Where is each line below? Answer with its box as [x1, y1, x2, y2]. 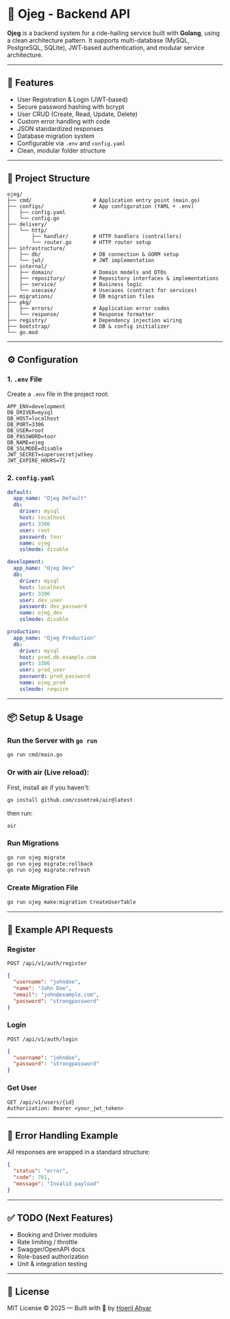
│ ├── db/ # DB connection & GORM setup [7, 250, 179, 258]
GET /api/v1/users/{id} [7, 1099, 75, 1106]
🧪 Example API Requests [7, 924, 114, 936]
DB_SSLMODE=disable [7, 445, 63, 452]
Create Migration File [7, 883, 79, 892]
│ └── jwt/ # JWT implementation [7, 257, 155, 263]
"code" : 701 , [13, 1174, 51, 1181]
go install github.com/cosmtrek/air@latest [7, 796, 133, 803]
